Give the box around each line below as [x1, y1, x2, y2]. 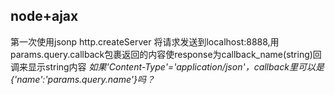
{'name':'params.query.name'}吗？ [10, 73, 155, 85]
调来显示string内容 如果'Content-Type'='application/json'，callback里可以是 [10, 60, 325, 73]
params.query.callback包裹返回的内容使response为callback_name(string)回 [10, 48, 322, 60]
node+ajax [10, 8, 79, 25]
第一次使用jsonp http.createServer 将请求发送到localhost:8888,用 [10, 35, 280, 48]
